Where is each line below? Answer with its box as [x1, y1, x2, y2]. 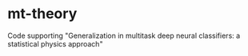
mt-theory [7, 5, 78, 23]
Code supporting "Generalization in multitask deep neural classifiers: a [7, 31, 241, 40]
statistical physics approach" [7, 39, 103, 48]
